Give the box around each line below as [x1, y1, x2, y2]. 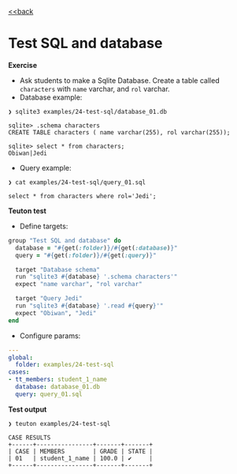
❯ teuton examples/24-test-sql [8, 419, 111, 427]
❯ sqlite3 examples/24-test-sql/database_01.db [8, 107, 168, 115]
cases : [8, 368, 30, 376]
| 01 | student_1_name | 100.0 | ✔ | [8, 454, 154, 462]
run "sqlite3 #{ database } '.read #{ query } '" [15, 302, 164, 310]
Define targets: [19, 221, 69, 231]
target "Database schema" [15, 265, 101, 273]
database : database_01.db [15, 383, 101, 391]
